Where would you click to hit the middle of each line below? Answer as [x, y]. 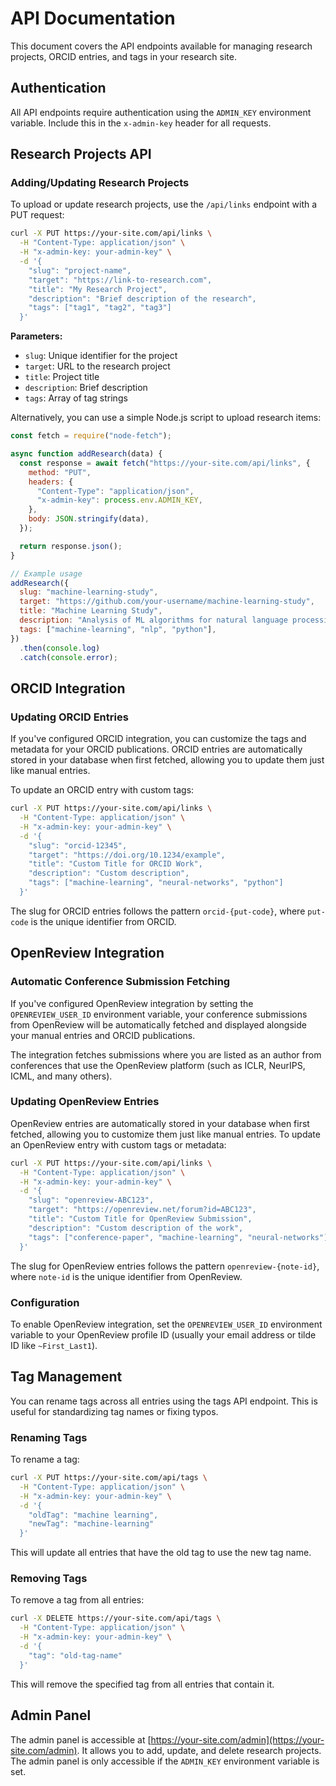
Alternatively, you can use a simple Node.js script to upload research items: [166, 418]
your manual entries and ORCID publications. [103, 1035]
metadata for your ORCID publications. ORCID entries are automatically [156, 749]
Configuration [45, 1302]
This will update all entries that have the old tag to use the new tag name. [161, 1553]
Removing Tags [49, 1579]
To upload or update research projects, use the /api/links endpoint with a [164, 204]
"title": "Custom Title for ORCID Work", [115, 864]
